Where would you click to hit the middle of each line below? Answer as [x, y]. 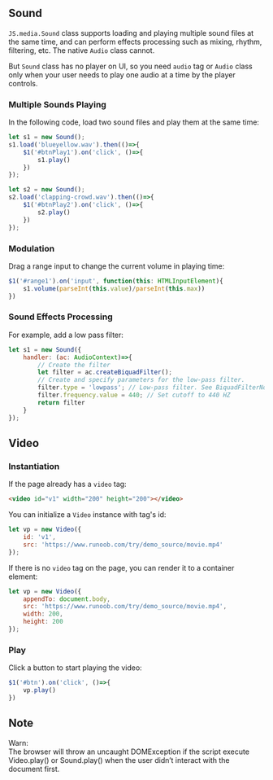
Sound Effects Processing [61, 317]
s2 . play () [54, 212]
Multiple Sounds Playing [58, 104]
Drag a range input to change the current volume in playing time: [117, 266]
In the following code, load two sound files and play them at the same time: [134, 122]
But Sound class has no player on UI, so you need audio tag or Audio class [131, 66]
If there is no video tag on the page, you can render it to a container [121, 567]
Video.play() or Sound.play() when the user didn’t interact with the [119, 760]
